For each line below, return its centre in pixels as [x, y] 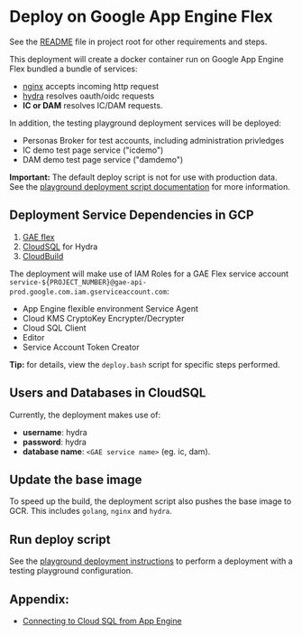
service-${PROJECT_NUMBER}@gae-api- [78, 282]
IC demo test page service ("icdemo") [93, 150]
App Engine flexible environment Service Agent [110, 308]
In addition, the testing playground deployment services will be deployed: [146, 123]
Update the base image [76, 479]
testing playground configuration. [71, 571]
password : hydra [55, 442]
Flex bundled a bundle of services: [73, 69]
